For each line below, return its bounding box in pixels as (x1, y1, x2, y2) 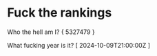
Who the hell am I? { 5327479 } (7, 28, 95, 36)
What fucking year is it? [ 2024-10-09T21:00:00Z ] (7, 41, 150, 49)
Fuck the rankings (7, 5, 112, 21)
